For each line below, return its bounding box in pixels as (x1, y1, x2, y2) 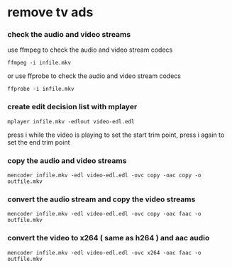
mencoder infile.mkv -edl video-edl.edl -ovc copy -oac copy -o (7, 172, 201, 179)
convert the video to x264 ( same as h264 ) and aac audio (7, 233, 210, 243)
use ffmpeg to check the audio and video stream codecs (7, 45, 173, 54)
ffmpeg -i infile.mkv (7, 60, 72, 67)
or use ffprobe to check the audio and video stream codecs (7, 72, 181, 80)
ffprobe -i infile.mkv (7, 86, 74, 93)
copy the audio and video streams (7, 155, 127, 165)
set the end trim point (7, 138, 70, 146)
